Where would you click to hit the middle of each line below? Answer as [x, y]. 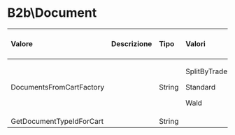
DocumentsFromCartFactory [58, 87]
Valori [195, 43]
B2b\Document [52, 13]
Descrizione [131, 43]
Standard [200, 87]
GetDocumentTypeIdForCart [57, 121]
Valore [22, 43]
